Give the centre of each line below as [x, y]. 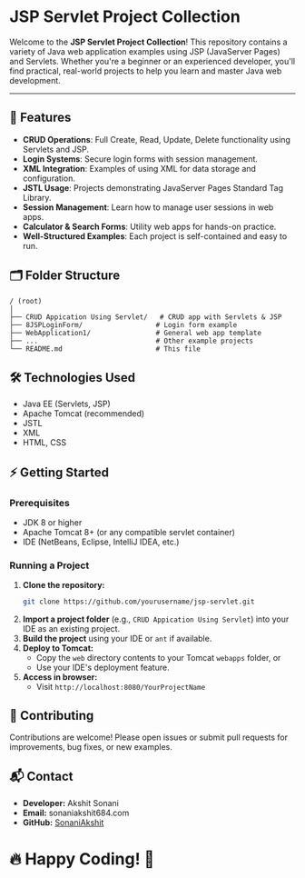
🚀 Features [40, 118]
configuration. [49, 178]
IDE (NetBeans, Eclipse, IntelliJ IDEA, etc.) [101, 542]
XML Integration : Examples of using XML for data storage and [139, 168]
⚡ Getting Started [59, 472]
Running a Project [49, 565]
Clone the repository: [64, 585]
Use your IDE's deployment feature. [103, 668]
